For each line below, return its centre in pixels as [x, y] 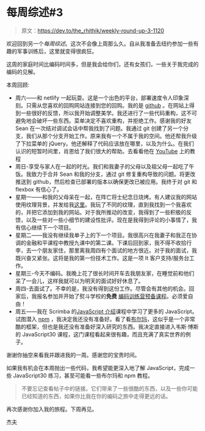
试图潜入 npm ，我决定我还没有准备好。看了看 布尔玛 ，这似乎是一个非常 [105, 319]
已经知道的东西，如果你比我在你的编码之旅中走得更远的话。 [96, 396]
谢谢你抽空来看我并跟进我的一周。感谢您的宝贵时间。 [73, 355]
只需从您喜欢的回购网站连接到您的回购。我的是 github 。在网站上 [108, 105]
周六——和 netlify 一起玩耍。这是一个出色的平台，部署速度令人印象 [99, 98]
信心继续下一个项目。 [47, 227]
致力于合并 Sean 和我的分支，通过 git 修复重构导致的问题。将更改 [113, 174]
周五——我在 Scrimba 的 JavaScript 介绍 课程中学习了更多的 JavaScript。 [106, 311]
